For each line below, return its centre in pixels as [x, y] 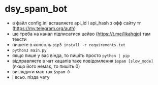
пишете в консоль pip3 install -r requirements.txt [69, 44]
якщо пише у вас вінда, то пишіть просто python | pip [71, 55]
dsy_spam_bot [36, 9]
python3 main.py [29, 50]
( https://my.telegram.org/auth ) [44, 28]
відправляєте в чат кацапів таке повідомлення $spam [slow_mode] [83, 61]
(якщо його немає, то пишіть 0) [46, 66]
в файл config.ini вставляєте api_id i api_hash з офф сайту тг [77, 23]
